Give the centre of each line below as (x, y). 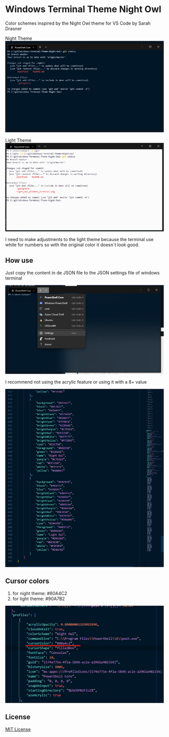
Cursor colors (27, 581)
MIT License (18, 729)
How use (19, 261)
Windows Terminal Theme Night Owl (83, 9)
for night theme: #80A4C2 (40, 593)
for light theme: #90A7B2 (39, 599)
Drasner (14, 28)
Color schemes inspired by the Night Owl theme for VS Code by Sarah (78, 23)
